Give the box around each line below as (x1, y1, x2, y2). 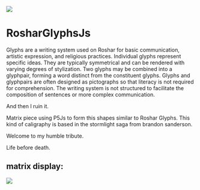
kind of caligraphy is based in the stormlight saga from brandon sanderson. (6, 120, 193, 127)
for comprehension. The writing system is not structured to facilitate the (6, 84, 184, 91)
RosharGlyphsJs (6, 26, 91, 40)
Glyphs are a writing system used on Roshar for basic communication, (6, 46, 180, 54)
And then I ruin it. (6, 102, 49, 109)
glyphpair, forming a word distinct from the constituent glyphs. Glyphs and (6, 72, 190, 79)
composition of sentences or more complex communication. (6, 91, 155, 98)
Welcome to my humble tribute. (6, 132, 84, 139)
